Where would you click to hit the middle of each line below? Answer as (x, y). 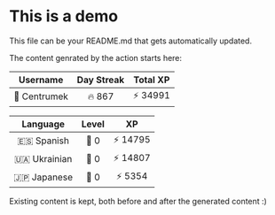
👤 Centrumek (41, 96)
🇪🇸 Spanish (43, 141)
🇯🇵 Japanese (43, 177)
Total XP (151, 80)
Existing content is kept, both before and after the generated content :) (138, 201)
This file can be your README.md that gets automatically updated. (131, 41)
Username (41, 80)
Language (43, 124)
